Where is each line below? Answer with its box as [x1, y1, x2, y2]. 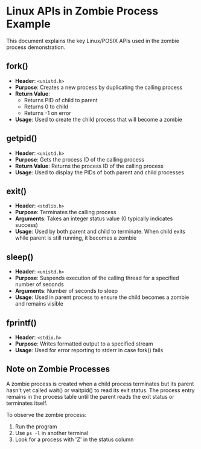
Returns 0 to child [24, 103, 68, 110]
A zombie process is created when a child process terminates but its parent [6, 380, 194, 387]
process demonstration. [6, 44, 66, 51]
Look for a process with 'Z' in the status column [14, 436, 134, 443]
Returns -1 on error [24, 109, 71, 116]
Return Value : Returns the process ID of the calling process [14, 162, 164, 169]
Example [6, 17, 51, 31]
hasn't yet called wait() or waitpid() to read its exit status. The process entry [6, 386, 195, 394]
